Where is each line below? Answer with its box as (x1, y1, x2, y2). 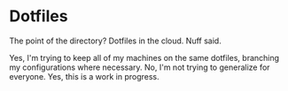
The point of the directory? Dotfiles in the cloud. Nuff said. (9, 35, 222, 46)
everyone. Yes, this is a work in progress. (9, 71, 160, 81)
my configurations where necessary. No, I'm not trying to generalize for (9, 62, 270, 72)
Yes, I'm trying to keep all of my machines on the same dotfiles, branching (9, 52, 280, 63)
